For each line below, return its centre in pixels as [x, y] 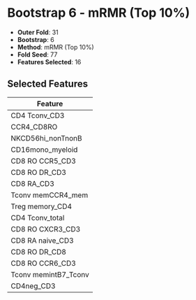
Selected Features [48, 84]
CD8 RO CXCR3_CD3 [46, 229]
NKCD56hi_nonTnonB [46, 138]
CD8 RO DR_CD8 [38, 252]
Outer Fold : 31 [38, 32]
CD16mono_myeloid [44, 150]
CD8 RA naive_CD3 [43, 241]
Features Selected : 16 [49, 62]
